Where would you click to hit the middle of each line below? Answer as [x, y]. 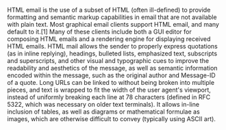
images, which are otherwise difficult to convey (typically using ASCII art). [111, 119]
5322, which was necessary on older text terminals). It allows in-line [103, 104]
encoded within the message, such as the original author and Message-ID [111, 75]
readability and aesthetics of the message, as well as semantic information [112, 68]
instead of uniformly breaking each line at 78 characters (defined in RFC [109, 97]
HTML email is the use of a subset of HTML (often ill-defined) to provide [109, 10]
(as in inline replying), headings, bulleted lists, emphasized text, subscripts [112, 53]
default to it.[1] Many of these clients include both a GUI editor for [99, 31]
